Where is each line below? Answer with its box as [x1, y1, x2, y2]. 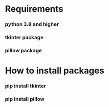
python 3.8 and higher [5, 21, 59, 28]
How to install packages [5, 65, 105, 76]
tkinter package [5, 34, 44, 41]
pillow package [5, 47, 42, 54]
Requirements [5, 3, 64, 15]
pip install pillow [5, 95, 45, 102]
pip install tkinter [5, 83, 46, 89]
